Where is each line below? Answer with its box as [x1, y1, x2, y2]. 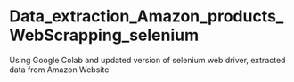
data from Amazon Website [9, 64, 110, 75]
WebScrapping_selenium [9, 25, 200, 45]
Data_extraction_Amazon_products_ [9, 6, 284, 27]
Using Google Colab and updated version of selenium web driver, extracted [9, 54, 286, 65]
